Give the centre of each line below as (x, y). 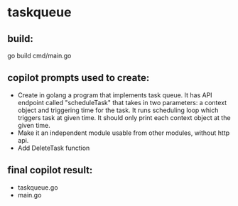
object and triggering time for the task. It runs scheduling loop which (118, 110)
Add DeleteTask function (54, 148)
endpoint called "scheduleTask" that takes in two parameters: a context (122, 102)
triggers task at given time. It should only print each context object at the (124, 117)
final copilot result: (50, 170)
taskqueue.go (38, 187)
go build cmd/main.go (39, 55)
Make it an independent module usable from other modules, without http (124, 133)
